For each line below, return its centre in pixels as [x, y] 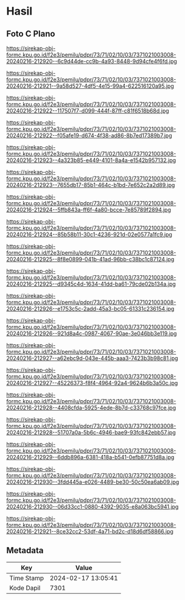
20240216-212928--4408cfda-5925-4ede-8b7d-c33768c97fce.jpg [91, 408]
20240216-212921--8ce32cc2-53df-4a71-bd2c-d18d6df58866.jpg [90, 531]
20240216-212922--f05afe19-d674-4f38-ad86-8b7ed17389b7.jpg [89, 136]
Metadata [25, 550]
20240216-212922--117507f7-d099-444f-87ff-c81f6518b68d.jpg [88, 111]
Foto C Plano [31, 34]
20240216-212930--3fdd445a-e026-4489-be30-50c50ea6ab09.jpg [93, 482]
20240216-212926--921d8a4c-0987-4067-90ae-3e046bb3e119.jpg [92, 334]
